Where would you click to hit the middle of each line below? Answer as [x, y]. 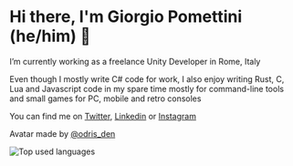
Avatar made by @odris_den [63, 133]
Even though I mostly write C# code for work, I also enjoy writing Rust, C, [147, 78]
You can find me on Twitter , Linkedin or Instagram [103, 116]
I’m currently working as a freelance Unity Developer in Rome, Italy [135, 61]
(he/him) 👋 [50, 36]
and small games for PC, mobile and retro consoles [105, 99]
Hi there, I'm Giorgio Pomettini [126, 17]
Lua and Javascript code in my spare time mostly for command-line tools [147, 88]
